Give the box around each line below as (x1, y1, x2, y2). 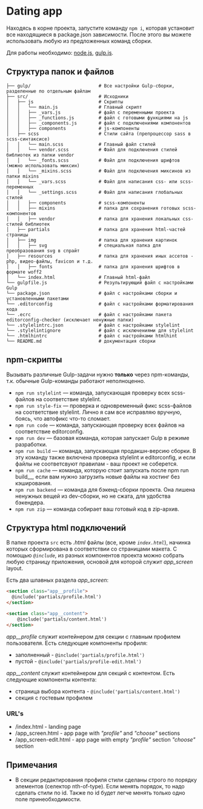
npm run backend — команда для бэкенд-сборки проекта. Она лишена (15, 486, 196, 493)
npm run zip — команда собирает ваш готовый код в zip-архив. (15, 505, 180, 512)
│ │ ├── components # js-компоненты (6, 125, 139, 131)
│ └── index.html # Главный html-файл (6, 274, 150, 280)
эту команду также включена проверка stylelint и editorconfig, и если (15, 453, 196, 461)
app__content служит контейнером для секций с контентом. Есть (6, 669, 175, 676)
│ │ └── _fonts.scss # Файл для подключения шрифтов (6, 157, 181, 164)
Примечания (6, 760, 58, 770)
